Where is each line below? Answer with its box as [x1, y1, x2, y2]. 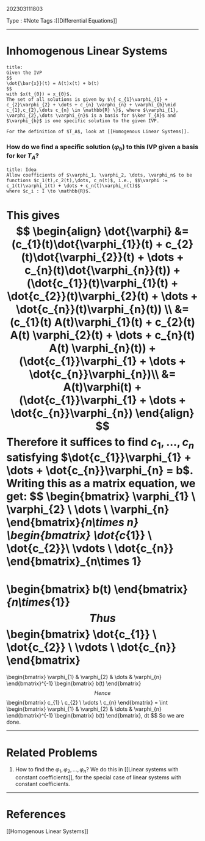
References [6, 807, 66, 821]
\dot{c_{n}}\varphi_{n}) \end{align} [10, 406, 195, 420]
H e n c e [94, 689, 111, 697]
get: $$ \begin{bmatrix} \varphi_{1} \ [6, 489, 196, 503]
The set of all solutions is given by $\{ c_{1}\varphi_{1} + [6, 96, 168, 103]
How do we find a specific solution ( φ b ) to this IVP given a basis [6, 142, 199, 152]
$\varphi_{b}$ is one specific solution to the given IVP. [6, 117, 160, 124]
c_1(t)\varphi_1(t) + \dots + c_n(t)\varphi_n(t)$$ [6, 183, 140, 189]
